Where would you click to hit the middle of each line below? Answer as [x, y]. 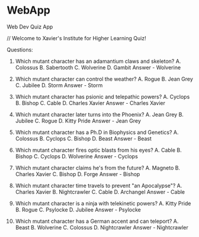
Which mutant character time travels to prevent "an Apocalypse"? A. [99, 185]
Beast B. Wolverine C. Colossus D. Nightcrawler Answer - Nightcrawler [102, 227]
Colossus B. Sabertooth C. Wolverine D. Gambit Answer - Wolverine [98, 67]
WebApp [29, 10]
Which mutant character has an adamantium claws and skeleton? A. [98, 61]
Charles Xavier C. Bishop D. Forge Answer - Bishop [78, 174]
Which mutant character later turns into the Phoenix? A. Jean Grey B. [99, 114]
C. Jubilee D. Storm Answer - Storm [59, 85]
